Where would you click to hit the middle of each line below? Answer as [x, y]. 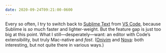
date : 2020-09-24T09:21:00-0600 [39, 10]
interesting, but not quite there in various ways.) [55, 45]
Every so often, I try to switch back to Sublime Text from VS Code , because [83, 24]
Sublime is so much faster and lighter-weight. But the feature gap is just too [83, 29]
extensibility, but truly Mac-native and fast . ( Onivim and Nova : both [74, 40]
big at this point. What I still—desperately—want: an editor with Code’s [78, 34]
